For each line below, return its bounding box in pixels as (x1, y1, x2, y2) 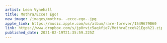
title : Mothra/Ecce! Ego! (5, 12, 59, 17)
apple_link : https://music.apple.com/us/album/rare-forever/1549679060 (5, 21, 157, 26)
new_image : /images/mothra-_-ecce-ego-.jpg (5, 16, 97, 21)
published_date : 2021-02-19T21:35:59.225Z (5, 30, 94, 35)
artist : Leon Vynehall (5, 7, 52, 12)
